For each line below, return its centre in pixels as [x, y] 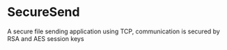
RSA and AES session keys [46, 38]
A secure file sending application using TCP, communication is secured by [114, 31]
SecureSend [44, 12]
